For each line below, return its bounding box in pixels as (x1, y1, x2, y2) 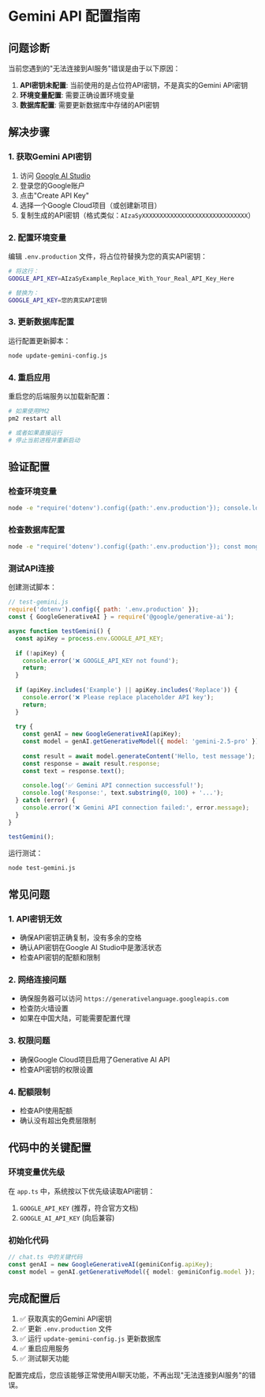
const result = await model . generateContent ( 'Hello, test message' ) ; (22, 752, 256, 760)
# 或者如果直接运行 (8, 429, 63, 437)
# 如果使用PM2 (8, 407, 50, 415)
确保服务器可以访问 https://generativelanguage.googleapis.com (19, 994, 230, 1003)
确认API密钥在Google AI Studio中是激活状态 (19, 943, 162, 952)
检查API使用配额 (19, 1106, 73, 1115)
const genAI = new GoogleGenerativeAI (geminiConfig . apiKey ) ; (8, 1260, 214, 1268)
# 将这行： (8, 267, 39, 275)
